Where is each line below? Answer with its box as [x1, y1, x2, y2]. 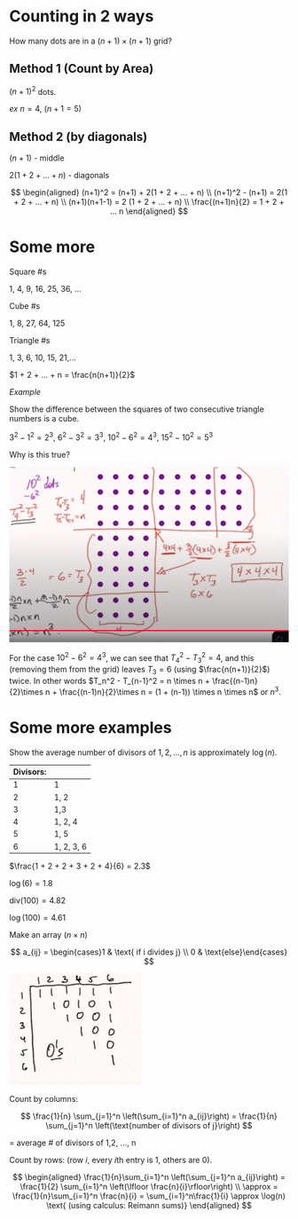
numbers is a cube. [9, 413, 80, 424]
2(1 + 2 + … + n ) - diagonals [9, 170, 110, 181]
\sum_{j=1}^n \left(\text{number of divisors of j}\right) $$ [45, 1121, 253, 1131]
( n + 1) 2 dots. [9, 84, 57, 97]
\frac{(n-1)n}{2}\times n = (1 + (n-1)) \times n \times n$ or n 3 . [59, 685, 282, 697]
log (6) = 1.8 [9, 878, 53, 889]
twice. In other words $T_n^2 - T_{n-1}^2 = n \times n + [9, 676, 211, 687]
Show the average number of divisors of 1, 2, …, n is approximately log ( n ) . [9, 747, 278, 758]
